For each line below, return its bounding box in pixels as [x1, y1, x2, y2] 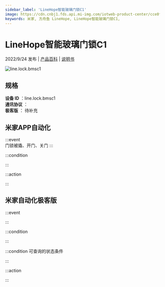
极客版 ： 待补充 [5, 107, 38, 113]
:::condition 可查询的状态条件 [5, 248, 64, 254]
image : [5, 12, 19, 17]
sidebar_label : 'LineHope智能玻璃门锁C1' [5, 7, 87, 12]
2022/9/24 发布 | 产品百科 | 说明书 [5, 56, 75, 62]
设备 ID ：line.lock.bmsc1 [5, 95, 55, 101]
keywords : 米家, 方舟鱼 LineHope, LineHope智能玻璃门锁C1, [5, 16, 120, 21]
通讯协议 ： [5, 102, 28, 107]
